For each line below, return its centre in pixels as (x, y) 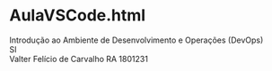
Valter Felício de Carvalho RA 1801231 (79, 59)
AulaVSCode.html (78, 16)
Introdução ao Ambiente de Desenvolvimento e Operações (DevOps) (136, 40)
